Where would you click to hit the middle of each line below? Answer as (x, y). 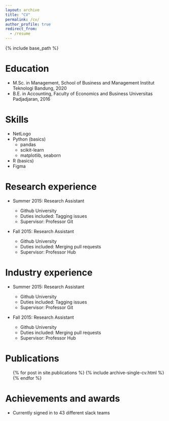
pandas (28, 144)
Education (27, 69)
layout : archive (22, 10)
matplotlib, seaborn (40, 155)
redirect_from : (21, 29)
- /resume (20, 34)
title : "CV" (18, 15)
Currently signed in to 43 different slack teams (61, 412)
